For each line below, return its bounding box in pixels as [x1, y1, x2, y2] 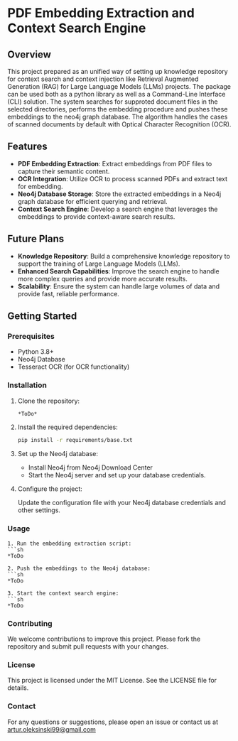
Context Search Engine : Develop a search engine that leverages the [17, 205, 218, 213]
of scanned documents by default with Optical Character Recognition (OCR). [7, 120, 232, 129]
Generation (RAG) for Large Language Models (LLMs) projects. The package [7, 82, 232, 90]
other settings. [17, 506, 60, 514]
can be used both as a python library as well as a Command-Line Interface [7, 90, 226, 98]
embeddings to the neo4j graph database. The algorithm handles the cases [7, 112, 228, 121]
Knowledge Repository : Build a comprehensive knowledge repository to [17, 251, 231, 260]
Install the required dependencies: [17, 423, 119, 431]
